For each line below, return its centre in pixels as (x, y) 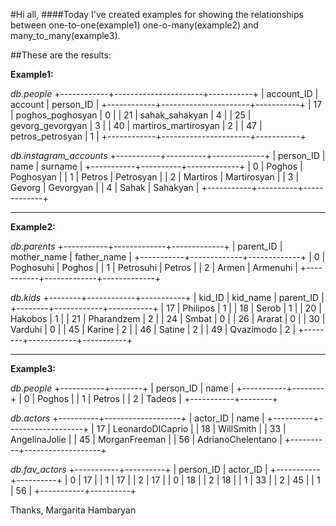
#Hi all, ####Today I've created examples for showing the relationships (157, 14)
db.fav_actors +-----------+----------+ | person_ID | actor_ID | (139, 469)
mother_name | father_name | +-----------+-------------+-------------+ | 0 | (168, 257)
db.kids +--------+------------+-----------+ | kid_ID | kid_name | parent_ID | (167, 297)
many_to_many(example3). (65, 35)
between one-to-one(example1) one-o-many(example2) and (134, 25)
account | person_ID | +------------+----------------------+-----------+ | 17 (166, 104)
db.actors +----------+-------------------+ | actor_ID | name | (137, 418)
